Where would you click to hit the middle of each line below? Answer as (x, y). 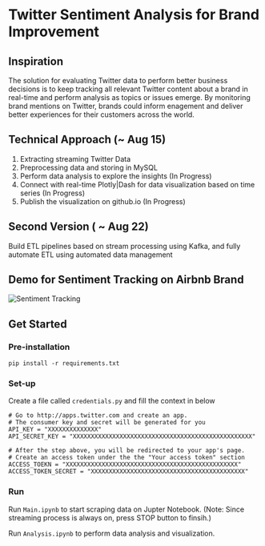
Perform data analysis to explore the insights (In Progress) (116, 176)
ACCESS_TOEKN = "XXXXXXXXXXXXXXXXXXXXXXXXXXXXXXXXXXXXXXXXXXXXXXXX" (125, 465)
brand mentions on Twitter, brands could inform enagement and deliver (126, 106)
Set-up (22, 383)
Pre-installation (39, 347)
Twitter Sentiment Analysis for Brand (134, 15)
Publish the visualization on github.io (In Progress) (102, 201)
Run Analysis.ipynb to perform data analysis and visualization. (112, 533)
